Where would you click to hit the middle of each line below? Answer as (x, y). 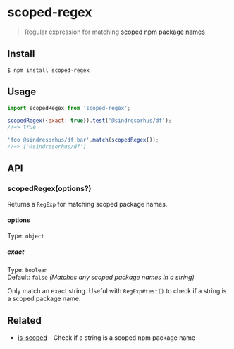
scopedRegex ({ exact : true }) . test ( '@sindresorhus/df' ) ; (90, 121)
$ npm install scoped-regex (49, 70)
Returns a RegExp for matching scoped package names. (87, 204)
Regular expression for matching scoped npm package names (115, 32)
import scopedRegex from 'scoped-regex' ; (69, 108)
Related (25, 320)
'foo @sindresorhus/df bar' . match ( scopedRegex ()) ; (83, 140)
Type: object (26, 235)
